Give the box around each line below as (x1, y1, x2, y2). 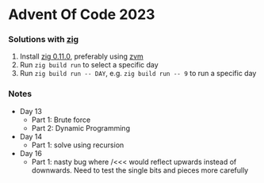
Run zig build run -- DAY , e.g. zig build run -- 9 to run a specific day (19, 69, 257, 78)
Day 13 (19, 106, 42, 116)
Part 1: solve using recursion (31, 140, 124, 150)
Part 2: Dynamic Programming (31, 123, 131, 132)
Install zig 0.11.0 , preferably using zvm (19, 51, 144, 61)
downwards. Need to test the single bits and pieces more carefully (31, 165, 249, 175)
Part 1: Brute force (31, 115, 91, 124)
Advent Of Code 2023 (8, 6, 155, 24)
